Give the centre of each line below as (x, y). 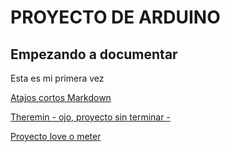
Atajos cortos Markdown (61, 97)
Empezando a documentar (94, 54)
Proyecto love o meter (56, 136)
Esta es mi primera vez (57, 78)
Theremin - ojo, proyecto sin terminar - (90, 117)
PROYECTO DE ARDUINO (115, 17)
